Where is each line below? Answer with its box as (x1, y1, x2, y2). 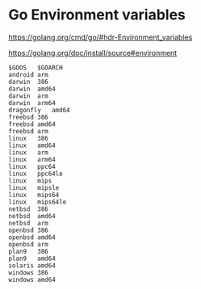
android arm (8, 70, 48, 78)
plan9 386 (8, 247, 48, 255)
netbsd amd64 (8, 212, 57, 220)
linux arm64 (8, 155, 57, 163)
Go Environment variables (8, 6, 186, 24)
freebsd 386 (8, 113, 48, 121)
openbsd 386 (8, 226, 48, 234)
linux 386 (8, 134, 48, 142)
